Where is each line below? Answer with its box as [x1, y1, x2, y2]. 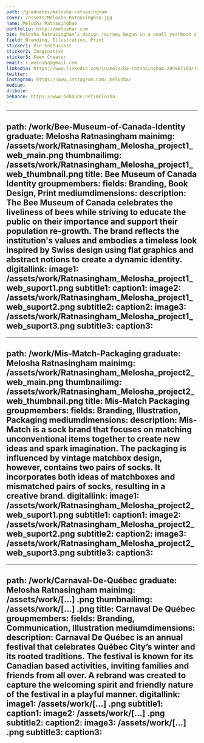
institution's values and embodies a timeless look [6, 236, 197, 246]
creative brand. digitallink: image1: [6, 490, 140, 501]
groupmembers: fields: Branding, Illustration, [6, 405, 181, 416]
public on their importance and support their [6, 217, 178, 227]
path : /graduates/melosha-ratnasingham [6, 8, 107, 15]
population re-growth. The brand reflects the [6, 226, 180, 237]
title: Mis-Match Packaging [84, 396, 190, 406]
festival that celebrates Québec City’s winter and [6, 642, 195, 652]
